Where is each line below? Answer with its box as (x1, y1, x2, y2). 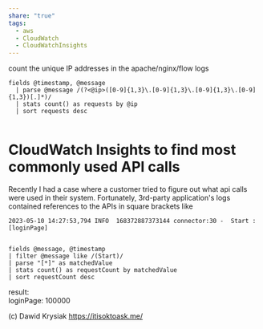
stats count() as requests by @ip (22, 100, 138, 108)
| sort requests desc (15, 108, 88, 116)
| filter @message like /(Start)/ (8, 252, 124, 261)
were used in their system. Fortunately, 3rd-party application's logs (8, 193, 231, 203)
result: (8, 287, 30, 297)
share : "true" (8, 11, 56, 20)
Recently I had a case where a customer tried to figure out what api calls (8, 185, 248, 194)
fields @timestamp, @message (8, 79, 106, 87)
